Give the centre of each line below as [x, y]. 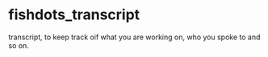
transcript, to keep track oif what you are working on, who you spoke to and [134, 37]
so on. [19, 45]
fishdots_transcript [74, 15]
